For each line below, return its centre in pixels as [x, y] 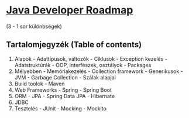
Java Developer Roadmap [70, 10]
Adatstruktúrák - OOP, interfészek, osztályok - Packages [83, 65]
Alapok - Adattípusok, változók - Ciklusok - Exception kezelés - [91, 58]
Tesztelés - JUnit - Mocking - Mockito [61, 108]
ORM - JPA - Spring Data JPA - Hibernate [65, 96]
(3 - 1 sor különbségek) [34, 26]
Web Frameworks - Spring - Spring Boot [63, 90]
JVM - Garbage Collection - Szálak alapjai [65, 77]
